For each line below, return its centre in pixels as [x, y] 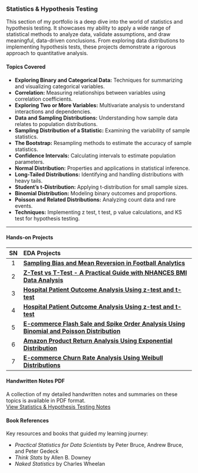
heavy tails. [29, 181]
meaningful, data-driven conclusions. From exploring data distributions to [95, 41]
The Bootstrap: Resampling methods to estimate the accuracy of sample [103, 143]
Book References [27, 420]
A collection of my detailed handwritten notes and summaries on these [92, 394]
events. [24, 205]
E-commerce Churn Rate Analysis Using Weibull [93, 358]
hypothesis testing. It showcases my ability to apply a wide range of [88, 28]
